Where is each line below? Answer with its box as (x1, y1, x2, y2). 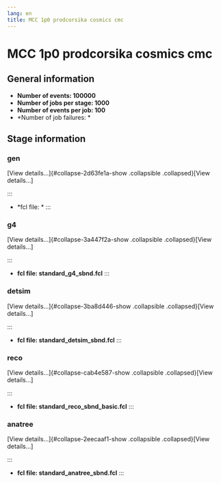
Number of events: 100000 (16, 91, 96, 99)
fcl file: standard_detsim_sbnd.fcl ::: (16, 336, 122, 344)
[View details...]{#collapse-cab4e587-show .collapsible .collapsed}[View (7, 369, 213, 377)
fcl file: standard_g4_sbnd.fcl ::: (16, 269, 110, 277)
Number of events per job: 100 (16, 106, 106, 114)
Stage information (7, 133, 86, 145)
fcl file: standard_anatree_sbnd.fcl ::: (16, 469, 125, 477)
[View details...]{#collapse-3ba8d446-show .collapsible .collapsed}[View (7, 302, 214, 310)
